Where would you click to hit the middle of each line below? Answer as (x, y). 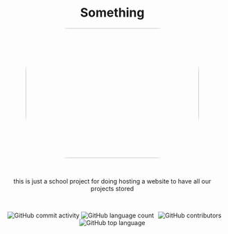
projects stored (112, 188)
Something (112, 13)
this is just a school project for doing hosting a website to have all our (112, 181)
